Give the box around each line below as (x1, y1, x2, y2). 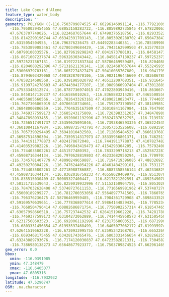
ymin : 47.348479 (10, 261, 44, 266)
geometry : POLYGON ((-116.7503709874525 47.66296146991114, (5, 21, 134, 27)
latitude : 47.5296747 (5, 280, 51, 285)
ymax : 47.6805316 (10, 270, 46, 275)
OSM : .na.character (5, 284, 46, 289)
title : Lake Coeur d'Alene (5, 7, 62, 13)
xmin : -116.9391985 (10, 256, 51, 262)
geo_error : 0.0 (5, 247, 37, 252)
